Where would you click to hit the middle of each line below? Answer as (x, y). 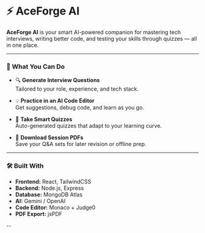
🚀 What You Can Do (36, 66)
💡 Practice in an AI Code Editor (55, 101)
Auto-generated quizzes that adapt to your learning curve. (88, 126)
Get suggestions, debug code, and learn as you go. (80, 108)
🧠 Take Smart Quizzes (44, 119)
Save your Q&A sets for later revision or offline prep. (81, 144)
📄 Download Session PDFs (49, 137)
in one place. (23, 45)
